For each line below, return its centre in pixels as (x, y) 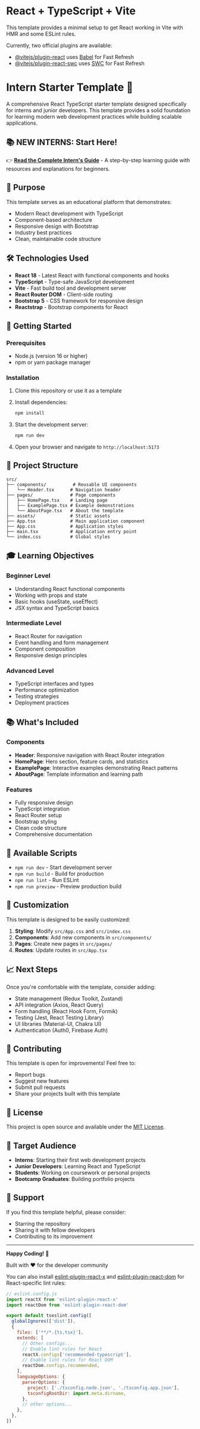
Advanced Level (30, 670)
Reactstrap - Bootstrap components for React (71, 307)
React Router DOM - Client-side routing (64, 295)
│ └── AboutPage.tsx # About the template (65, 511)
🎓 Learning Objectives (50, 556)
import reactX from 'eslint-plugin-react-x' (62, 1299)
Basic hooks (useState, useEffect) (56, 601)
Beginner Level (28, 576)
